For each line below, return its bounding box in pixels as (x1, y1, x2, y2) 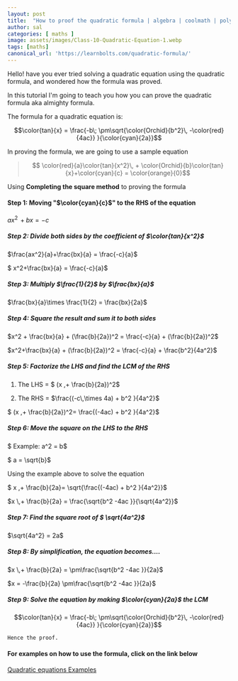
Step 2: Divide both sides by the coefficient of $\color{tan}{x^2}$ (7, 232, 205, 240)
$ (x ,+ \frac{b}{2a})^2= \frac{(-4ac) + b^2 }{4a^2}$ (7, 407, 159, 416)
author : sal (7, 23, 42, 31)
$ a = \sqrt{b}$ (7, 456, 52, 464)
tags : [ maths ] (7, 43, 50, 50)
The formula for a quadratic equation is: (7, 112, 123, 121)
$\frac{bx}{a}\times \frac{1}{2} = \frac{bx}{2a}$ (7, 298, 147, 306)
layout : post (7, 10, 46, 18)
